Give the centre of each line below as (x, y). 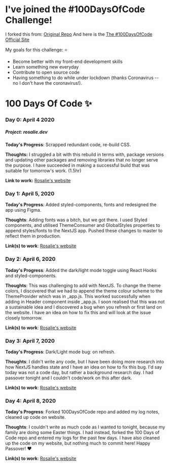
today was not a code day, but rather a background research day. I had (79, 372)
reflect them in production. (33, 236)
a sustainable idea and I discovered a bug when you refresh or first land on (84, 307)
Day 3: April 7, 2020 (30, 341)
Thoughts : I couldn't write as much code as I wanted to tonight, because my (85, 427)
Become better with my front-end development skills (67, 61)
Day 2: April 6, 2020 (30, 259)
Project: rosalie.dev (26, 132)
